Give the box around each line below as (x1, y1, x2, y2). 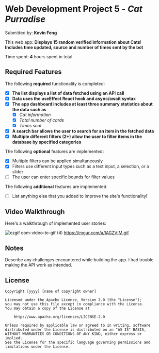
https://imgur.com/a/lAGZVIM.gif (64, 230, 129, 236)
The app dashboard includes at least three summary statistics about (12, 101, 153, 107)
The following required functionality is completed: (5, 81, 105, 86)
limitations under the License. (5, 344, 70, 349)
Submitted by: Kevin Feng (5, 30, 57, 35)
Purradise (5, 14, 46, 25)
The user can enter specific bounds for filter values (12, 174, 115, 180)
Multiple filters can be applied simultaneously (12, 158, 103, 164)
